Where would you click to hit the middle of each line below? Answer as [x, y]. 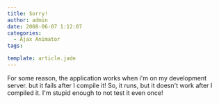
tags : [15, 46]
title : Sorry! [28, 14]
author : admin [28, 20]
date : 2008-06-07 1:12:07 [44, 26]
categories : [24, 33]
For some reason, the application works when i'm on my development [107, 78]
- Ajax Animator [37, 40]
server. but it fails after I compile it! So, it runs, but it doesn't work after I [110, 85]
